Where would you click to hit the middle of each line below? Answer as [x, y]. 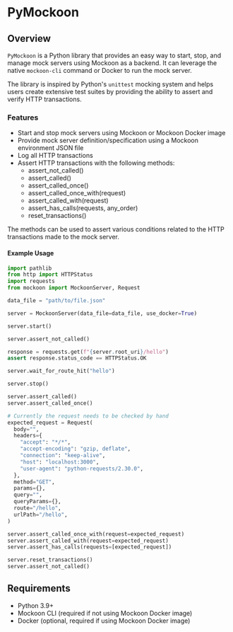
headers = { [28, 436]
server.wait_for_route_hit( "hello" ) [61, 371]
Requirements [39, 588]
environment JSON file [50, 148]
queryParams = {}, [37, 502]
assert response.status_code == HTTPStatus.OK [77, 358]
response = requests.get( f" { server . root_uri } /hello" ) [88, 352]
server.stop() [28, 384]
